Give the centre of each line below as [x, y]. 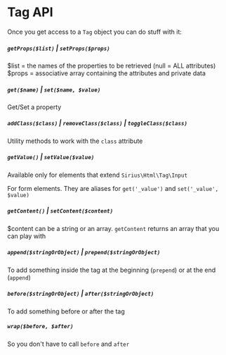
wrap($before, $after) [40, 327]
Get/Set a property [34, 107]
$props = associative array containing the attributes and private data [106, 73]
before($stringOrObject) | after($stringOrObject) [81, 294]
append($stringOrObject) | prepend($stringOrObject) [84, 252]
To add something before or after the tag [66, 311]
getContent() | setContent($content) [60, 211]
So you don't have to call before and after [68, 344]
